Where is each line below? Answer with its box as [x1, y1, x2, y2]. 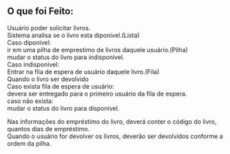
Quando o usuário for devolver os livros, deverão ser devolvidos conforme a [7, 132, 224, 140]
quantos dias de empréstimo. [7, 124, 90, 133]
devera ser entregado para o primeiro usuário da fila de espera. [7, 89, 187, 98]
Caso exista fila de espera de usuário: [7, 82, 115, 90]
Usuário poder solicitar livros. [7, 23, 91, 32]
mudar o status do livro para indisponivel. [7, 53, 125, 61]
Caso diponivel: [7, 38, 52, 47]
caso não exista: [7, 96, 54, 105]
